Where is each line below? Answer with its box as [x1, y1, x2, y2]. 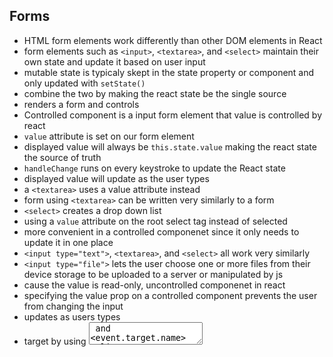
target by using [23, 335, 87, 347]
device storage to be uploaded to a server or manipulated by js [23, 268, 284, 280]
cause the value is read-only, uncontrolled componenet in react [23, 279, 286, 291]
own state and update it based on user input [23, 55, 206, 68]
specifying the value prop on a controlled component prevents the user [23, 289, 318, 301]
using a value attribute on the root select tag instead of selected [23, 215, 288, 227]
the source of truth [23, 151, 102, 163]
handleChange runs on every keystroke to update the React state [23, 162, 286, 174]
